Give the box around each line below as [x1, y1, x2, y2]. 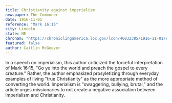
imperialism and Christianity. [5, 92, 66, 98]
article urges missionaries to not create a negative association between [5, 86, 156, 92]
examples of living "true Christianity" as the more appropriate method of [5, 75, 158, 82]
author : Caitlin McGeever [5, 45, 60, 50]
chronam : [5, 36, 24, 41]
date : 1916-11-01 [5, 17, 42, 22]
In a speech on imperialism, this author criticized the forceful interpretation [5, 59, 163, 65]
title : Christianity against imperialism [5, 7, 95, 13]
